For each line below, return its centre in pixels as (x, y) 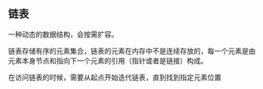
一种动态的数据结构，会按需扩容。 (63, 34)
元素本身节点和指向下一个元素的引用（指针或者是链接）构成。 (108, 60)
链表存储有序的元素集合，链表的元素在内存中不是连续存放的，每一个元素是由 (132, 51)
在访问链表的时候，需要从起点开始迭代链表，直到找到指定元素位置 (115, 77)
